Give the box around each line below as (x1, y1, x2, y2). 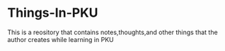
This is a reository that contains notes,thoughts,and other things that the (7, 28, 218, 36)
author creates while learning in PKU (7, 35, 115, 43)
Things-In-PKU (7, 5, 98, 21)
